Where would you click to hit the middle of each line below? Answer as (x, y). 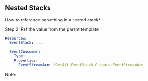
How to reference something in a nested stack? (53, 20)
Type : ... (24, 56)
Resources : (16, 38)
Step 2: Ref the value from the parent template (52, 29)
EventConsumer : (25, 51)
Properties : (26, 61)
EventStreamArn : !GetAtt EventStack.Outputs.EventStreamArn (81, 65)
